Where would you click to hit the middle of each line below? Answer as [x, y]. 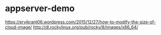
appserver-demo [40, 9]
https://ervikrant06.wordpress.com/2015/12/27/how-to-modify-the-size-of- [80, 22]
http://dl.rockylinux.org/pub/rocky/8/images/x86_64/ [86, 27]
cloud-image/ [19, 27]
